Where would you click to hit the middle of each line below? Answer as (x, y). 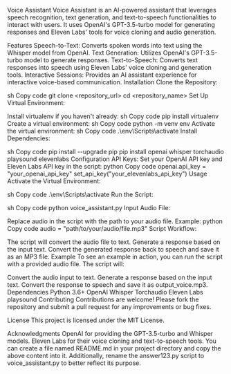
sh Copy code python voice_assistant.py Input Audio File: (89, 208)
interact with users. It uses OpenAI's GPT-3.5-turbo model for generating (111, 25)
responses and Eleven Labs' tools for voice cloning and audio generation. (112, 32)
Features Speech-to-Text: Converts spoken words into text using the (105, 45)
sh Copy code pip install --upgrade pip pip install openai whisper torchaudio (116, 152)
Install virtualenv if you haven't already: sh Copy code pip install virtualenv (113, 116)
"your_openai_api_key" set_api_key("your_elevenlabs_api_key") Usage (107, 174)
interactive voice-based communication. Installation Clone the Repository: (112, 82)
